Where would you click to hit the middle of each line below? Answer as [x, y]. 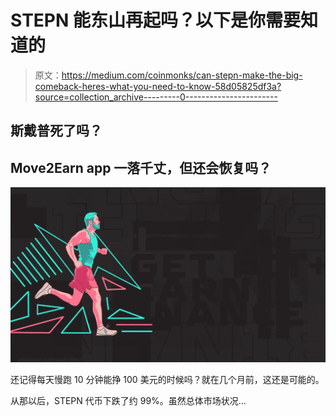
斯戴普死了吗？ [56, 131]
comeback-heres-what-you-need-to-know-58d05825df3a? [158, 86]
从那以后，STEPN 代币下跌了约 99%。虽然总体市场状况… [128, 401]
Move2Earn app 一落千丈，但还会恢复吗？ [141, 167]
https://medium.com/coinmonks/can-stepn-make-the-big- [182, 75]
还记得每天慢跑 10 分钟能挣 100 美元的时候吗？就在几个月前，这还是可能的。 [167, 380]
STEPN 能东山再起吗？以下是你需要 [155, 20]
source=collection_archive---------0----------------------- [156, 97]
